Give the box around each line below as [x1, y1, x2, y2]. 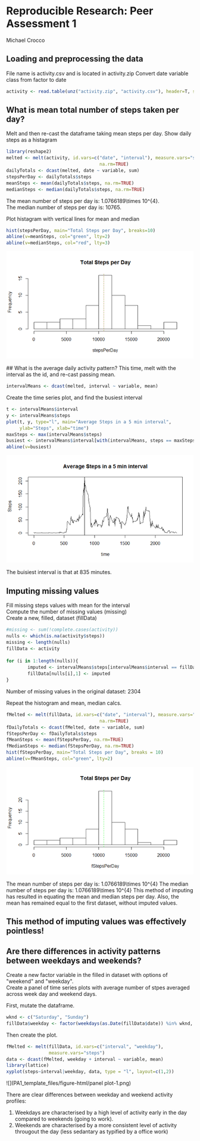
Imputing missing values [6, 586, 99, 596]
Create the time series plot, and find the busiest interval [6, 394, 143, 401]
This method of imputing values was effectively [6, 917, 186, 927]
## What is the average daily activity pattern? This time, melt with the [6, 365, 177, 372]
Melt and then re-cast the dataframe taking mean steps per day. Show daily [6, 130, 192, 137]
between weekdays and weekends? [6, 955, 142, 966]
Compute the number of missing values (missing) [6, 608, 127, 615]
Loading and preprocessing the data [6, 54, 143, 64]
